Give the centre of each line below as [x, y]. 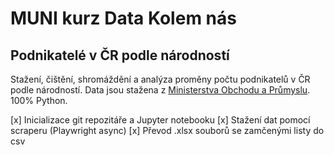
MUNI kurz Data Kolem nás [123, 18]
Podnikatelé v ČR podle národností [120, 55]
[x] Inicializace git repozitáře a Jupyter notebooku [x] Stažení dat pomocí [160, 120]
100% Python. [39, 100]
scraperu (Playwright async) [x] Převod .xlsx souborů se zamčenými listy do [167, 130]
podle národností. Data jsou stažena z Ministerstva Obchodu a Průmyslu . [160, 90]
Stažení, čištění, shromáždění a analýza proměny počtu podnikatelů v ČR [160, 79]
